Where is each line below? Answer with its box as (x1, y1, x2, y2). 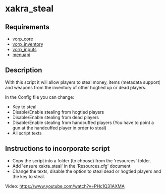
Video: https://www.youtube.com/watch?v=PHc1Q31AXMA (5, 183, 125, 189)
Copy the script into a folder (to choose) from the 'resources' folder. (12, 157, 151, 164)
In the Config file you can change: (5, 94, 74, 100)
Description (5, 66, 42, 74)
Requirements (5, 23, 50, 31)
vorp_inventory (12, 41, 44, 47)
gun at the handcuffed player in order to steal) (12, 125, 107, 130)
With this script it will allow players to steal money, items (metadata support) (5, 79, 161, 85)
